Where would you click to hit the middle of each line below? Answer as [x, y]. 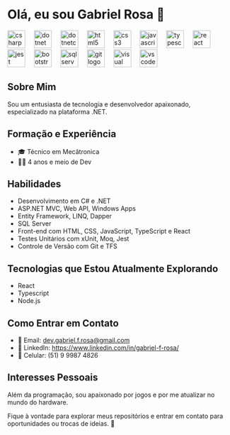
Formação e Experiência [62, 134]
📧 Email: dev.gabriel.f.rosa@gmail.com [74, 340]
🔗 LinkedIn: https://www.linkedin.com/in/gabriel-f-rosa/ [98, 348]
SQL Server [34, 224]
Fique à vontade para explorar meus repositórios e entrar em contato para [115, 416]
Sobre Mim [32, 87]
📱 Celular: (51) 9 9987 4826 [58, 355]
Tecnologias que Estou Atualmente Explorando [113, 269]
